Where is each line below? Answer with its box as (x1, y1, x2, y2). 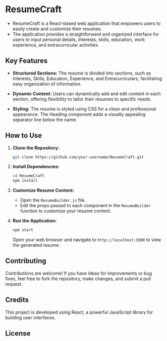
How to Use (5, 131, 42, 140)
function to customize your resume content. (20, 208, 112, 214)
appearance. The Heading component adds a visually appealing (12, 111, 146, 117)
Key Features (5, 57, 48, 65)
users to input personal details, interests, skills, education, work (12, 36, 145, 43)
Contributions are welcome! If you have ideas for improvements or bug (5, 270, 152, 276)
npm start (12, 228, 34, 233)
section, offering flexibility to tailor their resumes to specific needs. (12, 96, 152, 102)
